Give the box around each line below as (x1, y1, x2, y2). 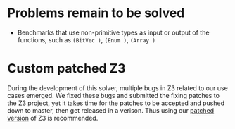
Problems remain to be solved (7, 5, 185, 21)
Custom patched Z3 (7, 61, 126, 77)
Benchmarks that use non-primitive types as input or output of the (17, 28, 210, 37)
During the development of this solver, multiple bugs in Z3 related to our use (7, 83, 229, 92)
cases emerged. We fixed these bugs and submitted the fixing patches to (7, 91, 220, 99)
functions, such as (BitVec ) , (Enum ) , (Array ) (17, 35, 156, 44)
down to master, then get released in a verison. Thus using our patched (7, 106, 215, 114)
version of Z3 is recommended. (7, 113, 99, 122)
